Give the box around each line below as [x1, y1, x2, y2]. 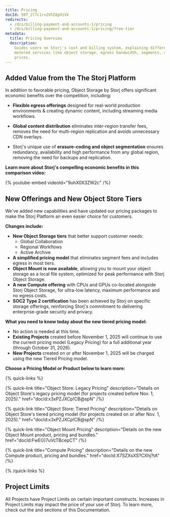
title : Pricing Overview [10, 36, 62, 41]
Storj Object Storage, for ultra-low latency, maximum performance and [12, 287, 160, 293]
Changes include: [5, 223, 44, 229]
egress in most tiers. [12, 260, 56, 266]
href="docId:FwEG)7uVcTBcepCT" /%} [5, 437, 87, 443]
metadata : [5, 31, 26, 36]
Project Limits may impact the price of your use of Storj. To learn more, [5, 501, 153, 507]
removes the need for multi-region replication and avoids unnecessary [12, 128, 160, 135]
